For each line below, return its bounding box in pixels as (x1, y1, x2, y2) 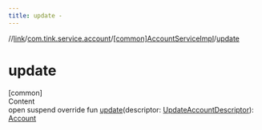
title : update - (8, 11, 62, 20)
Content (8, 97, 35, 106)
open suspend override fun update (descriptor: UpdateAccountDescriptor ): (8, 104, 254, 114)
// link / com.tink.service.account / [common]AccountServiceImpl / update (8, 33, 240, 43)
